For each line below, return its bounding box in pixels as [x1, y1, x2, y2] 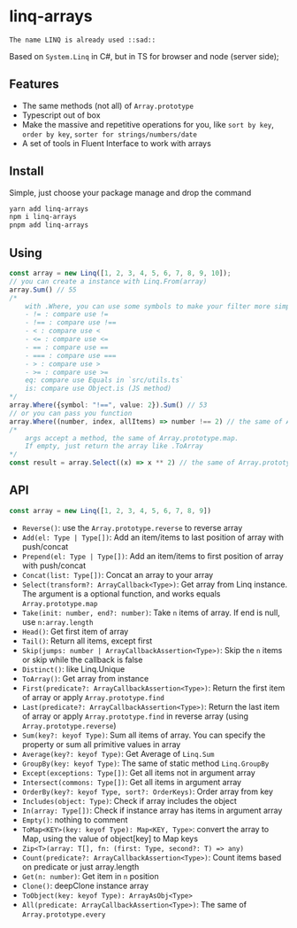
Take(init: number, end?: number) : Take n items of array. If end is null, [21, 607, 280, 618]
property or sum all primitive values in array [21, 738, 181, 750]
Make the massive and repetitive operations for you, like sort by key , [21, 119, 274, 129]
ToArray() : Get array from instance [21, 673, 149, 683]
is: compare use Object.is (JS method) [25, 384, 172, 394]
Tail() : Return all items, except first [21, 636, 153, 646]
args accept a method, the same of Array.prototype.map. [25, 433, 240, 442]
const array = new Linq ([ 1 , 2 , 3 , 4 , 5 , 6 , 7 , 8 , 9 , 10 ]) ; [9, 269, 232, 277]
